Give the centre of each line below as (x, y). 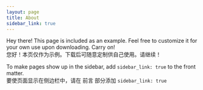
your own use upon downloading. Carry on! (61, 47)
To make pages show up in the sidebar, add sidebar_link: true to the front (101, 67)
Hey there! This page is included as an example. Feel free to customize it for (102, 41)
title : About (23, 18)
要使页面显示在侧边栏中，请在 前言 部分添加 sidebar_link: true (87, 81)
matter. (15, 73)
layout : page (23, 12)
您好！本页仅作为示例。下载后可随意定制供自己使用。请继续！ (84, 54)
